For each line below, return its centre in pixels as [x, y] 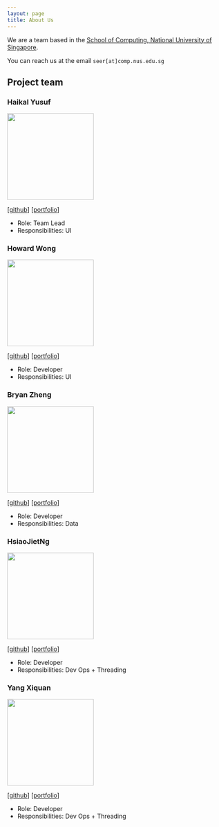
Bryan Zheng [29, 395]
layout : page [26, 14]
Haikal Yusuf [29, 102]
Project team [35, 82]
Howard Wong [32, 249]
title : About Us [30, 20]
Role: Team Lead [41, 223]
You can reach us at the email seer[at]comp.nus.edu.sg [86, 60]
